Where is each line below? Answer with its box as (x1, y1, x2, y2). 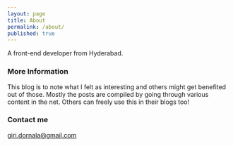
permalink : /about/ (7, 23, 65, 30)
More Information (7, 67, 68, 77)
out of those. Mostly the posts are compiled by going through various (7, 90, 209, 98)
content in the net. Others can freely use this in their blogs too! (7, 98, 190, 106)
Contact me (7, 115, 49, 125)
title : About (7, 17, 46, 24)
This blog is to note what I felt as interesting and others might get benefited (7, 82, 227, 91)
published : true (7, 29, 55, 37)
